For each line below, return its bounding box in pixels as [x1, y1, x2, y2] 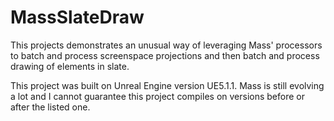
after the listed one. [10, 101, 91, 113]
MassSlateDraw [10, 6, 145, 29]
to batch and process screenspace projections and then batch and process [10, 49, 320, 61]
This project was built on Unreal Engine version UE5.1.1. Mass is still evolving [10, 79, 325, 91]
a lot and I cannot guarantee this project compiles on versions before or [10, 90, 305, 102]
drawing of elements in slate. [10, 60, 130, 72]
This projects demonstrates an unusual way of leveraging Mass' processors [10, 39, 323, 51]
